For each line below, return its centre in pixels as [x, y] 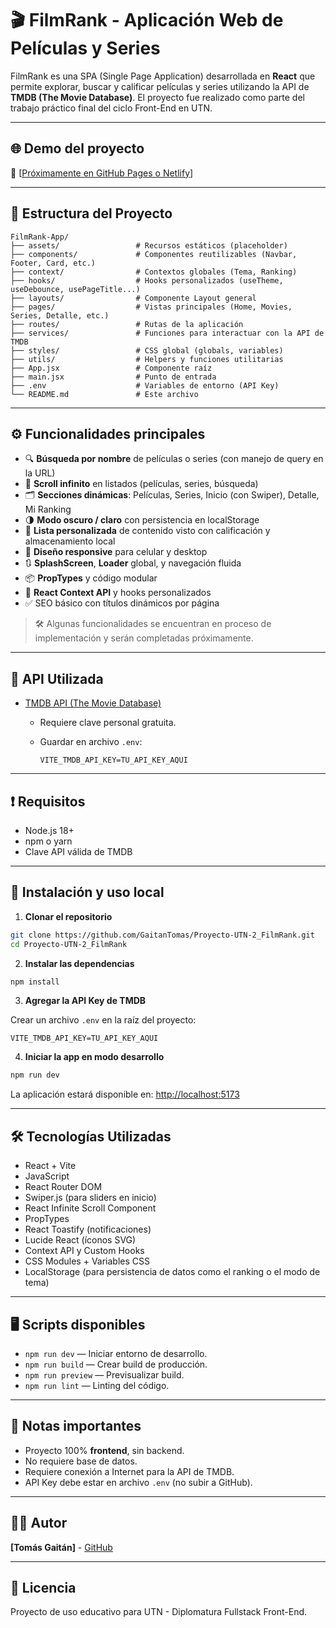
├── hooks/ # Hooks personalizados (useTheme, [147, 280]
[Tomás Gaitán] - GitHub [61, 1547]
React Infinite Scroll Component [90, 1208]
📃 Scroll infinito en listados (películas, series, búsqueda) [141, 484]
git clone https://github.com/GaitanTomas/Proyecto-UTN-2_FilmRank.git [162, 935]
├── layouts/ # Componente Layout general [133, 298]
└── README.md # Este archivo [104, 394]
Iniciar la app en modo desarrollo [94, 1057]
